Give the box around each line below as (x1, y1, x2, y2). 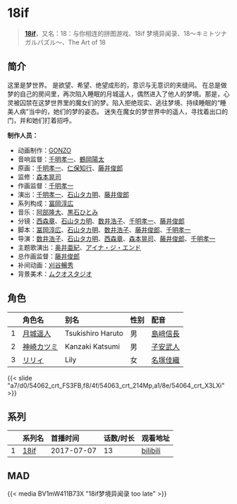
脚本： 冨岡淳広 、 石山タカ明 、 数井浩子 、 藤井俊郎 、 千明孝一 (17, 225, 191, 234)
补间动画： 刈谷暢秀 (17, 260, 74, 269)
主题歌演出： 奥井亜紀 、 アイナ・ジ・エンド (17, 243, 141, 251)
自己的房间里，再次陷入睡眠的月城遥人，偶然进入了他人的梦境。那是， (19, 90, 224, 98)
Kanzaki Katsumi (64, 341, 120, 351)
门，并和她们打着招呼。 (7, 116, 75, 124)
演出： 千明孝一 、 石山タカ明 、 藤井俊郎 (17, 190, 129, 198)
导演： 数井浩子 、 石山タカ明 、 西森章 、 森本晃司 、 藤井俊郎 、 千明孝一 (17, 234, 216, 243)
